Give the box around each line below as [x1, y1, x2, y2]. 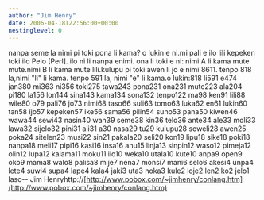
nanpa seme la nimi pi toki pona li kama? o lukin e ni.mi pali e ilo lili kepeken [8, 48, 256, 58]
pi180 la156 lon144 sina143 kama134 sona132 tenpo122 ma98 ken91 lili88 [8, 90, 246, 100]
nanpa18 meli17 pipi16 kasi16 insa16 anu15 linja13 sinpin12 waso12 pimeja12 [8, 140, 252, 151]
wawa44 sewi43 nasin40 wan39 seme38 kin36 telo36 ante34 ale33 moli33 [8, 116, 256, 125]
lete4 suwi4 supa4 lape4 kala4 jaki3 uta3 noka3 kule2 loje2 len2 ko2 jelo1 [8, 166, 250, 175]
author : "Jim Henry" [8, 11, 77, 20]
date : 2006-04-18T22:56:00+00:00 [8, 19, 119, 27]
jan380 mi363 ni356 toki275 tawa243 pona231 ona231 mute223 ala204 [8, 82, 243, 91]
